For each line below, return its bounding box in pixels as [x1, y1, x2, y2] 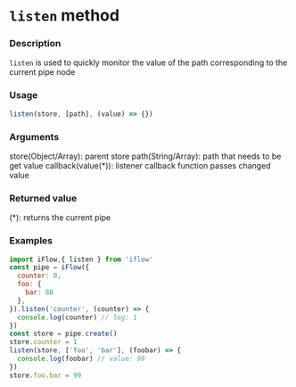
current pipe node [9, 67, 76, 78]
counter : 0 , [17, 271, 62, 281]
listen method [9, 5, 120, 26]
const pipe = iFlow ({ [9, 263, 90, 272]
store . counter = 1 [9, 338, 78, 347]
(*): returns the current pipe [9, 212, 111, 223]
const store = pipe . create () [9, 329, 118, 339]
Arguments [9, 130, 60, 143]
